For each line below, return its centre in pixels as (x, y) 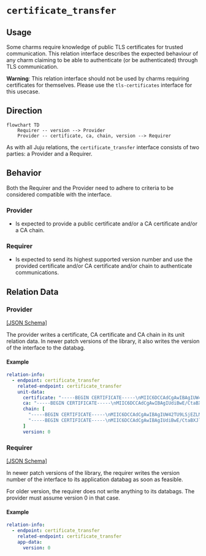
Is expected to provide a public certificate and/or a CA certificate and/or (106, 224)
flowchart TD (23, 125)
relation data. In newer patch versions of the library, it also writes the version (103, 341)
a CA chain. (30, 230)
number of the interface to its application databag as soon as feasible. (95, 480)
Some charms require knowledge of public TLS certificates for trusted (95, 47)
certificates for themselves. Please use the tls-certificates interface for (99, 85)
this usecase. (23, 92)
